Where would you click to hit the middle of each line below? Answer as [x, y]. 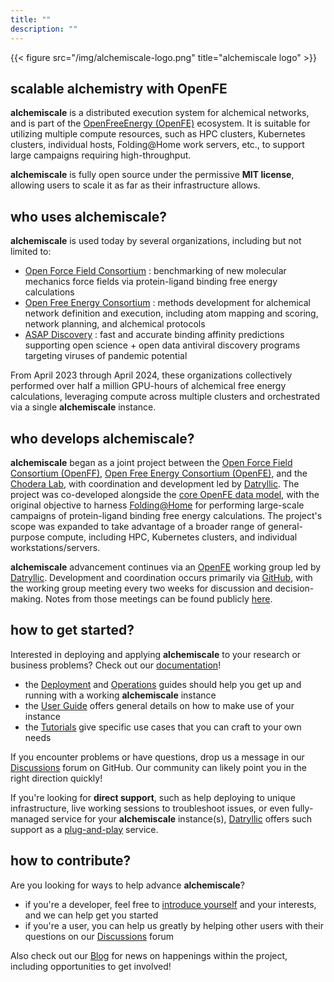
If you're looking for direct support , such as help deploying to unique [153, 797]
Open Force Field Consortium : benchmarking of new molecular [155, 271]
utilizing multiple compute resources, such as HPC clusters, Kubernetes [158, 134]
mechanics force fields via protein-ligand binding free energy [151, 282]
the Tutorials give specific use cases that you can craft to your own [163, 727]
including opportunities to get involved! [91, 966]
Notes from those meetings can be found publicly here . [159, 598]
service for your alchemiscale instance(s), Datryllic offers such [182, 818]
